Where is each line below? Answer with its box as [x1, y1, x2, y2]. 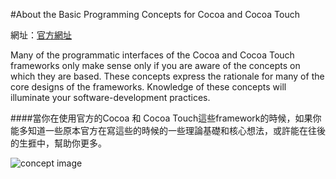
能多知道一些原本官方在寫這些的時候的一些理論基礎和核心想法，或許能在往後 [10, 125, 326, 136]
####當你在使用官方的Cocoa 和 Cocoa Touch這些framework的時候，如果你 [10, 112, 322, 124]
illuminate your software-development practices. [10, 92, 211, 103]
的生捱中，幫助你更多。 [10, 137, 107, 149]
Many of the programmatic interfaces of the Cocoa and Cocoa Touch [10, 49, 295, 61]
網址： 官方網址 [10, 29, 72, 41]
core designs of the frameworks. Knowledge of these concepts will [10, 81, 287, 93]
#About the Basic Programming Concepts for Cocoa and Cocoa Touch [10, 9, 300, 20]
